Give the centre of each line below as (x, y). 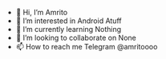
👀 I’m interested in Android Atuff (69, 21)
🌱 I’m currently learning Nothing (69, 29)
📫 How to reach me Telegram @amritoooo (87, 47)
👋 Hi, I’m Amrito (42, 12)
